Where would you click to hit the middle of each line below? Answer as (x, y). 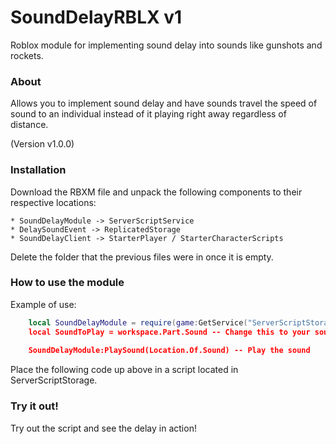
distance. (29, 125)
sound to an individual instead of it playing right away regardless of (148, 114)
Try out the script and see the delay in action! (103, 428)
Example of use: (43, 304)
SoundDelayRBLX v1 (96, 17)
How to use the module (67, 283)
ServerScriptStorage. (54, 380)
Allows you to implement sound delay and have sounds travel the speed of (164, 103)
